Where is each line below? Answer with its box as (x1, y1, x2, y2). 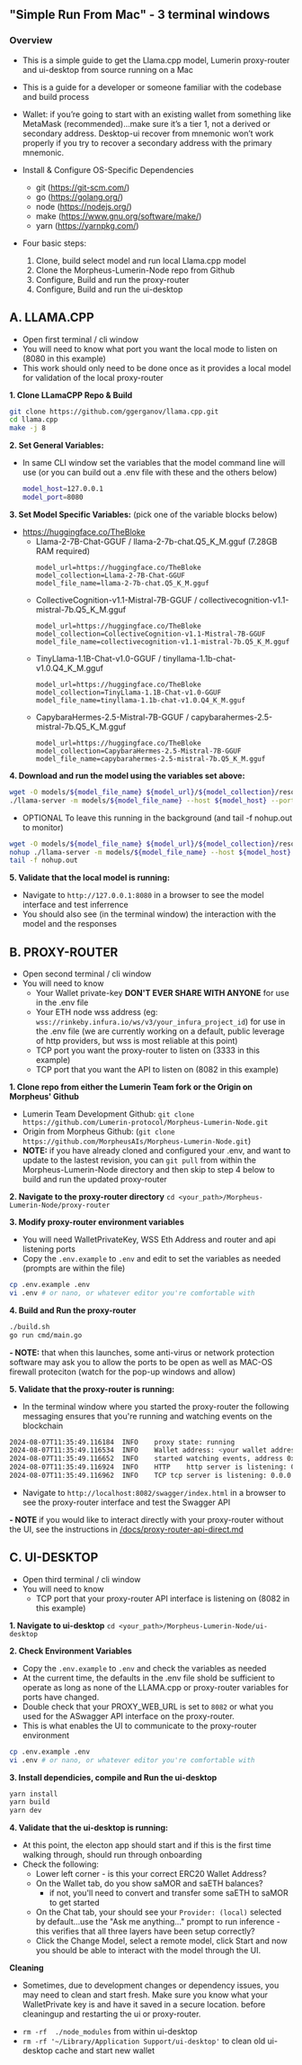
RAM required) (35, 545, 91, 557)
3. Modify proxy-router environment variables (9, 1217, 184, 1227)
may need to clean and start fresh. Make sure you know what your (22, 1989, 268, 2000)
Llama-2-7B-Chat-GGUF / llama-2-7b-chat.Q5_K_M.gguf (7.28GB (35, 536, 278, 547)
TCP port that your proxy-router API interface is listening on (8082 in (35, 1593, 290, 1604)
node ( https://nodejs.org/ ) (35, 201, 132, 212)
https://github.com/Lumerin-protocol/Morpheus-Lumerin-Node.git (22, 1119, 269, 1128)
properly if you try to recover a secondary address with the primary (22, 137, 272, 148)
